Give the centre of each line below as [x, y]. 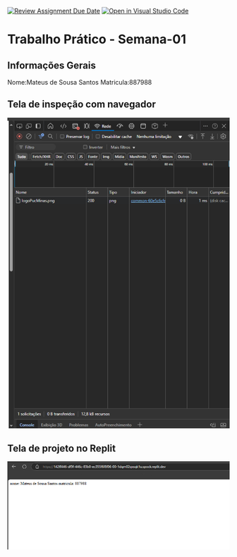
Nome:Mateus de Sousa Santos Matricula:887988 [80, 82]
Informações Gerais [52, 65]
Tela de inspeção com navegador [82, 105]
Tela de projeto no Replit [62, 448]
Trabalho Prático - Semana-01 [97, 39]
